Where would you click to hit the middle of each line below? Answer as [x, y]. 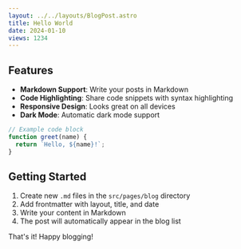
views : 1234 [28, 38]
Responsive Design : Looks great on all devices [97, 107]
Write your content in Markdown [73, 213]
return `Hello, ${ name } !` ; [60, 144]
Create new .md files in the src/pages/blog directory [105, 196]
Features [31, 70]
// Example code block [46, 130]
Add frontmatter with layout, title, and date [89, 204]
